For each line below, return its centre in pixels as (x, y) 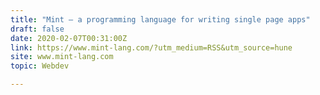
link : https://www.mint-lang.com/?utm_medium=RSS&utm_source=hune (151, 47)
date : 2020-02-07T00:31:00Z (69, 38)
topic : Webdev (40, 66)
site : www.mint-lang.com (62, 57)
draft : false (37, 29)
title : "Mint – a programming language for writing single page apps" (160, 19)
